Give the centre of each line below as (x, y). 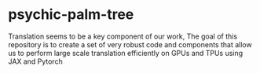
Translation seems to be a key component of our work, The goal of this (123, 36)
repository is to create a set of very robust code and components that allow (130, 44)
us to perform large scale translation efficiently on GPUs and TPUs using (126, 53)
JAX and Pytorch (35, 61)
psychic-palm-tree (71, 15)
